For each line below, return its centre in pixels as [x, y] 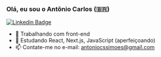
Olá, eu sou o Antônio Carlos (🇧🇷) [58, 9]
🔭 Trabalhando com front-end [52, 34]
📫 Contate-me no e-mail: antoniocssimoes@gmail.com [85, 47]
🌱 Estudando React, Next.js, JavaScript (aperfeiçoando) [85, 41]
